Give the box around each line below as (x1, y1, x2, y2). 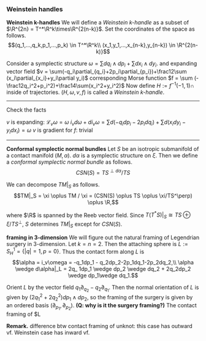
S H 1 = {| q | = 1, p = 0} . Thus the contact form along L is (6, 247, 145, 256)
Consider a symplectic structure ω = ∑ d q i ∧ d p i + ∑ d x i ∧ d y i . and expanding (6, 60, 197, 69)
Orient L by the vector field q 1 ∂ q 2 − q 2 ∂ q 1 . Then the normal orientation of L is (6, 284, 199, 293)
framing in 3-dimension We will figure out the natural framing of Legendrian (6, 234, 200, 241)
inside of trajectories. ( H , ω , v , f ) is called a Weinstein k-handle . (6, 88, 165, 96)
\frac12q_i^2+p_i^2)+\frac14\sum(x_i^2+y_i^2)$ (6, 82, 125, 89)
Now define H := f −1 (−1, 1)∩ (126, 81, 194, 89)
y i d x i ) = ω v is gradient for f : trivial (6, 126, 93, 135)
